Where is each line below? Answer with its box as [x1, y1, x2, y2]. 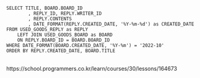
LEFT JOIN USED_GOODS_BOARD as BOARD [17, 32, 113, 38]
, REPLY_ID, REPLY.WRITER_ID [28, 10, 102, 16]
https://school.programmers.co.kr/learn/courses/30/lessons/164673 [6, 65, 178, 72]
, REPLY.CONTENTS [28, 16, 72, 22]
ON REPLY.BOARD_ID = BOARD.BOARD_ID [17, 37, 111, 43]
